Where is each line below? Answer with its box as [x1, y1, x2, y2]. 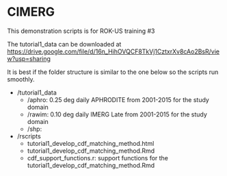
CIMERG [7, 4, 55, 20]
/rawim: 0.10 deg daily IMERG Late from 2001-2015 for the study [27, 110, 207, 118]
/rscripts [16, 131, 41, 140]
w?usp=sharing [7, 54, 51, 62]
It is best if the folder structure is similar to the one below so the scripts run [7, 68, 219, 76]
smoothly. [7, 75, 36, 83]
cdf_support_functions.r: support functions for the [27, 153, 169, 162]
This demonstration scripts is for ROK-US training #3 [7, 27, 155, 35]
